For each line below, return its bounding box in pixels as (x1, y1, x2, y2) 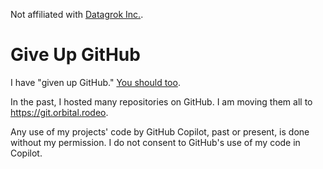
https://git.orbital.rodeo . (10, 106, 109, 118)
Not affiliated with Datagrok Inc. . (10, 9, 144, 20)
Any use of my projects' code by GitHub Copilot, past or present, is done (10, 125, 310, 138)
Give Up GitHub (10, 44, 141, 66)
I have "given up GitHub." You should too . (10, 76, 181, 88)
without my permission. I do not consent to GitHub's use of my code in (10, 136, 301, 148)
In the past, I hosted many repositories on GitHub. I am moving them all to (10, 95, 313, 108)
